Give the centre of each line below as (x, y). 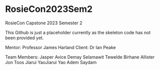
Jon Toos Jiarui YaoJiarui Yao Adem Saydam (51, 62)
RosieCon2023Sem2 (49, 9)
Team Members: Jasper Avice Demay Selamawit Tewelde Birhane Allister (80, 57)
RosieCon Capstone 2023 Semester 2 (44, 23)
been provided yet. (24, 38)
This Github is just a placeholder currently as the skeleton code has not (78, 32)
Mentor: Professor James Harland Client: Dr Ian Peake (60, 47)
